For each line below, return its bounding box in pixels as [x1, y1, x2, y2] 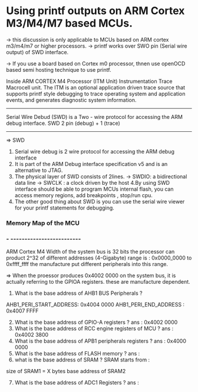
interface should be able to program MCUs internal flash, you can [14, 185, 174, 192]
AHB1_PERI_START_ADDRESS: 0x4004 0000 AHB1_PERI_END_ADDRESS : [6, 301, 184, 308]
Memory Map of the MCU [6, 219, 80, 227]
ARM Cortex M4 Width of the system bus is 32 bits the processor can [6, 248, 175, 255]
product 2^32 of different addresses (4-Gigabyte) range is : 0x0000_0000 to [6, 254, 192, 261]
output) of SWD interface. [6, 48, 69, 55]
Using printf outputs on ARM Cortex [6, 4, 185, 18]
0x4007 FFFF [6, 307, 39, 314]
